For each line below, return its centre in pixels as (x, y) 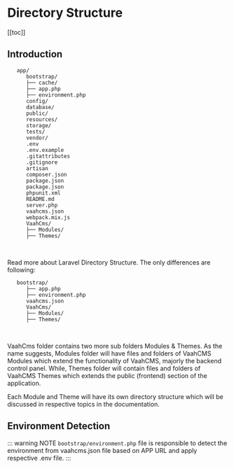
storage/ (39, 125)
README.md (40, 199)
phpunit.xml (43, 193)
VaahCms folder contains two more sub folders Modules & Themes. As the (115, 346)
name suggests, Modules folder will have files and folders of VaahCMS (109, 353)
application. (24, 383)
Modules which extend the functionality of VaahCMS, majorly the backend (115, 360)
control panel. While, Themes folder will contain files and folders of (104, 368)
